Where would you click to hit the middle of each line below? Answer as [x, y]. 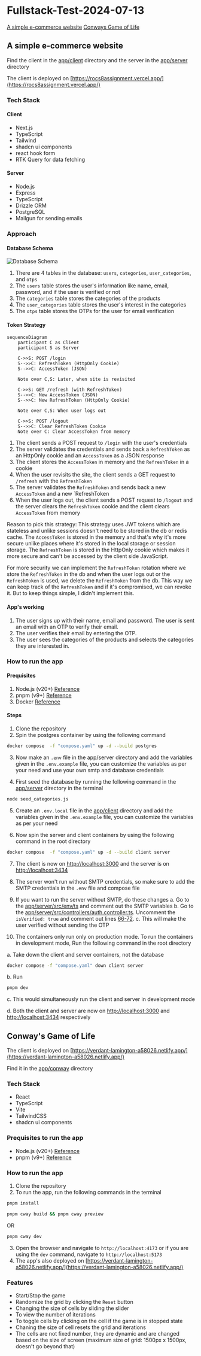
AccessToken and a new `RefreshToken [62, 494]
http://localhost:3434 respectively [49, 1017]
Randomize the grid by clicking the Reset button [74, 1302]
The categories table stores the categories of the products [88, 298]
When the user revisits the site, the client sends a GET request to [95, 475]
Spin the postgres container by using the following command [91, 735]
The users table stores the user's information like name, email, [92, 286]
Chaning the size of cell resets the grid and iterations [80, 1327]
